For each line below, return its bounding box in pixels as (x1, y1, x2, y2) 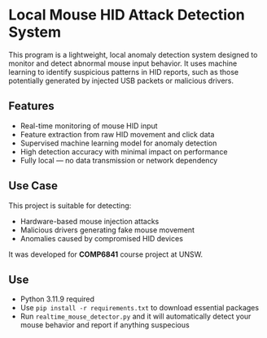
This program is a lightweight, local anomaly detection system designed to (8, 50, 258, 59)
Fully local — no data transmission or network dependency (20, 155, 218, 165)
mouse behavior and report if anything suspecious (20, 320, 190, 330)
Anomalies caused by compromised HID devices (20, 233, 183, 243)
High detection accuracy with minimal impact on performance (20, 146, 228, 156)
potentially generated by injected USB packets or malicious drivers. (8, 76, 234, 85)
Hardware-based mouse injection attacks (20, 216, 160, 226)
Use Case (8, 179, 59, 193)
